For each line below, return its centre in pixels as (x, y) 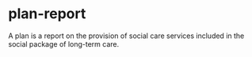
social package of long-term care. (64, 44)
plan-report (47, 14)
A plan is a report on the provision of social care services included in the (126, 36)
